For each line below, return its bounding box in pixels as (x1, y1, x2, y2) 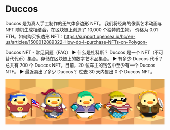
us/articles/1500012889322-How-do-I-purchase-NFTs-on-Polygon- (5, 39, 148, 45)
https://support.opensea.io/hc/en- (64, 33, 136, 39)
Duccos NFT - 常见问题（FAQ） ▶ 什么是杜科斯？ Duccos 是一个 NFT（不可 (5, 49, 163, 55)
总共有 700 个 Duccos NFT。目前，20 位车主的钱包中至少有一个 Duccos (5, 62, 156, 68)
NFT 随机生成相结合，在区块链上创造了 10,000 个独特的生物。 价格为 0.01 (5, 26, 158, 33)
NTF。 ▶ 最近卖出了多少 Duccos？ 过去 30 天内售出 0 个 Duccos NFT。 (5, 68, 155, 74)
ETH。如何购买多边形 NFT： (5, 33, 64, 39)
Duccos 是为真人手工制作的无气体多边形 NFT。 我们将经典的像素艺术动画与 (5, 20, 162, 26)
